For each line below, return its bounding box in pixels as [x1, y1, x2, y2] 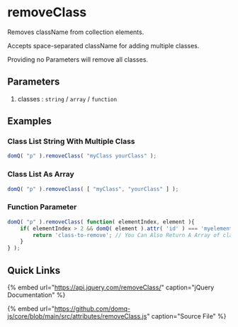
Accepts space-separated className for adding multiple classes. [7, 41, 200, 50]
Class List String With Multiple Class [7, 136, 135, 146]
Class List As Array [7, 170, 74, 179]
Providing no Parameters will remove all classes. [7, 55, 149, 64]
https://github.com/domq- [54, 304, 131, 313]
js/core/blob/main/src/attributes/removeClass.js [7, 311, 147, 320]
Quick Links [7, 264, 61, 277]
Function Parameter [7, 202, 77, 212]
